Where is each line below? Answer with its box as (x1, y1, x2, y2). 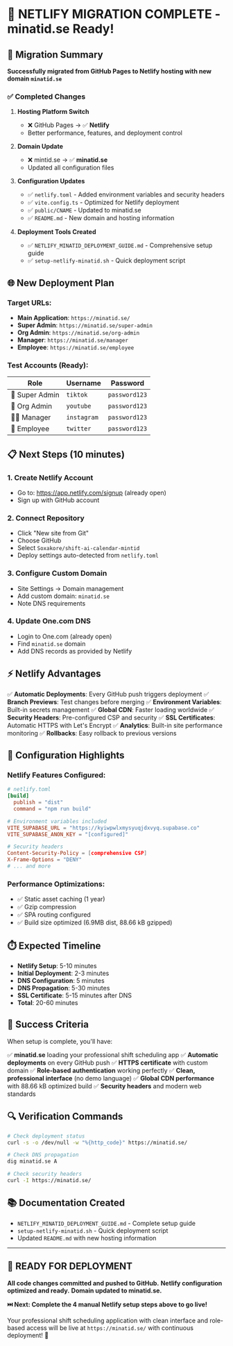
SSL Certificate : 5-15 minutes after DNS (17, 991, 132, 999)
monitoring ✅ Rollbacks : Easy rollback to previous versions (7, 729, 177, 737)
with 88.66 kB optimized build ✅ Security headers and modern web (7, 1081, 202, 1090)
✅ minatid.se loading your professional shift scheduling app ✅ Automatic (7, 1050, 218, 1058)
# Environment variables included (7, 817, 107, 825)
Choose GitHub (17, 536, 62, 545)
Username (66, 379, 102, 388)
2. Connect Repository (7, 513, 85, 523)
